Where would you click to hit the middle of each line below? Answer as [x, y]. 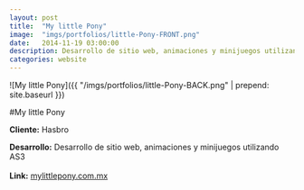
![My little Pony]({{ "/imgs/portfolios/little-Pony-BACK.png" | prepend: [139, 85]
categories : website [48, 59]
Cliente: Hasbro [39, 130]
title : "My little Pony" [58, 26]
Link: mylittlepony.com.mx [59, 176]
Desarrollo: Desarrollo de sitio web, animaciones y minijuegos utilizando [144, 147]
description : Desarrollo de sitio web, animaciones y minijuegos [135, 51]
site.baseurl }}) [37, 95]
